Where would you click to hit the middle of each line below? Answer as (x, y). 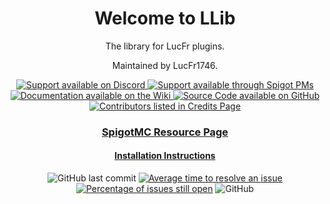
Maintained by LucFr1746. (165, 65)
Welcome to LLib (165, 18)
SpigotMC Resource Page (165, 132)
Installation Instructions (165, 156)
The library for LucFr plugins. (165, 46)
